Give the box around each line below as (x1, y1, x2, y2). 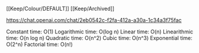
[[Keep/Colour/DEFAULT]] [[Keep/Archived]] (6, 5, 115, 12)
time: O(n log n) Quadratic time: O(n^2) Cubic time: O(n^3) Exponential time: (6, 35, 192, 41)
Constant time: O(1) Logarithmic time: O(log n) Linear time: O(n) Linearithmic (6, 28, 194, 35)
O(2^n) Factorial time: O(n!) (6, 41, 73, 48)
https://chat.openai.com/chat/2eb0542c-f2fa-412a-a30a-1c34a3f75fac (6, 17, 182, 23)
